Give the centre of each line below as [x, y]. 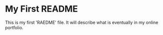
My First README [42, 9]
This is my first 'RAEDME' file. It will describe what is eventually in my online [82, 22]
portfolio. [14, 27]
